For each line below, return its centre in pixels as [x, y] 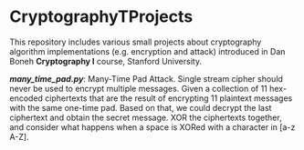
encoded [26, 98]
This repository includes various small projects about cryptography [136, 42]
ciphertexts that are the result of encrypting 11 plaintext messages [169, 98]
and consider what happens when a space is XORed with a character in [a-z [152, 127]
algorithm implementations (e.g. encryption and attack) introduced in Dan [147, 51]
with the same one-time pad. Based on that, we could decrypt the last [141, 107]
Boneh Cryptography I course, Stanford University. [106, 61]
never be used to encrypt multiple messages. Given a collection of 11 [138, 88]
